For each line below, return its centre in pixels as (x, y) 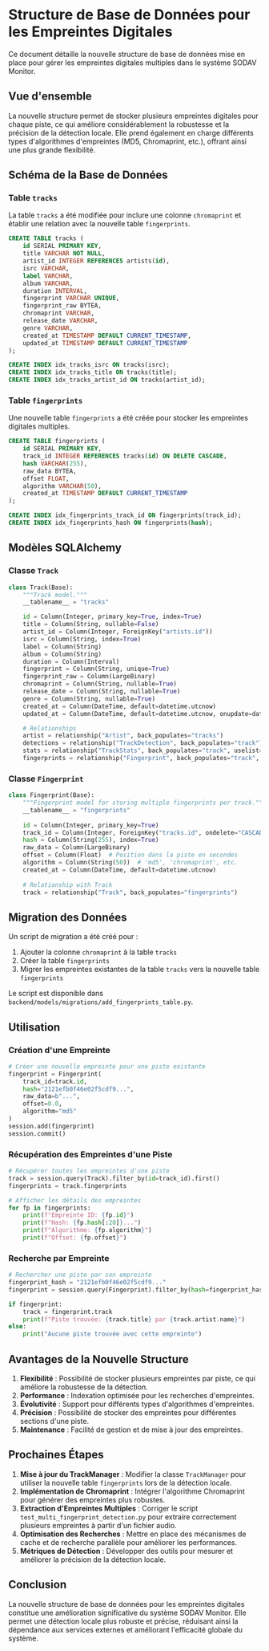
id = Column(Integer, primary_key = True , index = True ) (112, 617)
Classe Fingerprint (46, 779)
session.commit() (37, 1133)
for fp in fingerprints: (50, 1208)
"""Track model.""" (55, 595)
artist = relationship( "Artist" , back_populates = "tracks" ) (123, 736)
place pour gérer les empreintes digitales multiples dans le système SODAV (132, 63)
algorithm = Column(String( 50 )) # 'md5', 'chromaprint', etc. (130, 863)
